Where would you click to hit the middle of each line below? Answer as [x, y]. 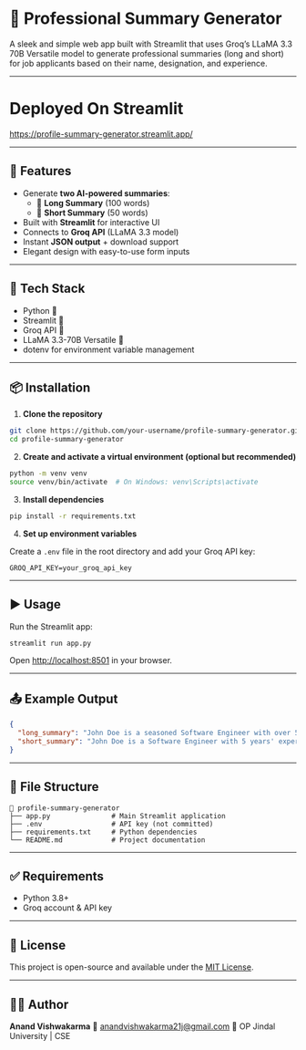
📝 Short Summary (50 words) [92, 213]
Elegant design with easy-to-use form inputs [106, 251]
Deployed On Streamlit [97, 109]
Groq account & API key [67, 908]
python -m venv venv [49, 473]
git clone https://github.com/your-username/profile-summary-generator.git [156, 431]
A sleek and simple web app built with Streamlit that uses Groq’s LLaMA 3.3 [151, 44]
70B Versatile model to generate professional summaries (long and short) [147, 53]
